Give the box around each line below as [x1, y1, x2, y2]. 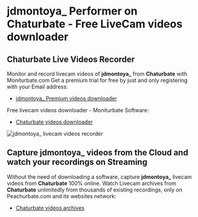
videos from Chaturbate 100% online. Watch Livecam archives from [7, 179, 177, 187]
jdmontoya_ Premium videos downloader [15, 95, 117, 102]
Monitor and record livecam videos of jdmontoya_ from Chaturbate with [7, 70, 188, 77]
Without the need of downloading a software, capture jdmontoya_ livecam [7, 173, 192, 180]
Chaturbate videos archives [15, 204, 85, 212]
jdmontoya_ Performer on [7, 4, 138, 18]
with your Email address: [7, 83, 68, 90]
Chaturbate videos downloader [15, 118, 93, 125]
